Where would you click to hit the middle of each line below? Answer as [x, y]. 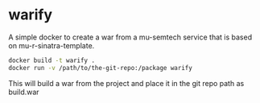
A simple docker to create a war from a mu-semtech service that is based [130, 37]
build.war [24, 92]
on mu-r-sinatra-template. [52, 45]
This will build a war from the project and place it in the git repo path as [126, 83]
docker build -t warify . [52, 60]
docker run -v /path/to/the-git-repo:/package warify [101, 68]
